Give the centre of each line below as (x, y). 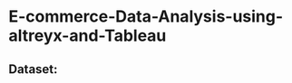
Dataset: (33, 69)
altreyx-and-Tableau (88, 36)
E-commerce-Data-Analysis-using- (146, 17)
